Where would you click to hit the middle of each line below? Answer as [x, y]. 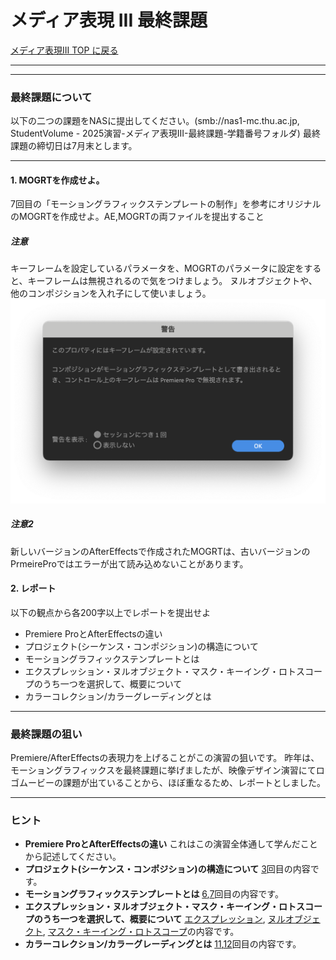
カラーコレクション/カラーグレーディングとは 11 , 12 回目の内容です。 [163, 944]
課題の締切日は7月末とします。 [74, 146]
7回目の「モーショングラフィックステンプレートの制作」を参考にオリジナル [166, 204]
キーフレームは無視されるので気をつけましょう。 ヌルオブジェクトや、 [172, 281]
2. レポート [33, 588]
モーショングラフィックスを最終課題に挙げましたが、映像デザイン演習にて [163, 770]
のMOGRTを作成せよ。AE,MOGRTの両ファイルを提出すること [137, 217]
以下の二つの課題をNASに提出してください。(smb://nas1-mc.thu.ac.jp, [155, 121]
